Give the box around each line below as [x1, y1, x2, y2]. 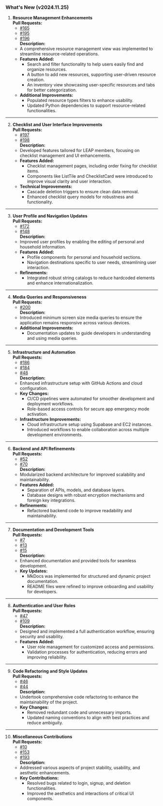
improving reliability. [27, 655, 67, 660]
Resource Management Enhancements [12, 15, 93, 21]
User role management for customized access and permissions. [27, 644, 154, 650]
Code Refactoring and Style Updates [12, 668, 88, 674]
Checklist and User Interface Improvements [12, 122, 103, 128]
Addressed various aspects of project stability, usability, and [19, 765, 140, 771]
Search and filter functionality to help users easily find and [27, 61, 144, 67]
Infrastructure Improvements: [19, 417, 81, 422]
